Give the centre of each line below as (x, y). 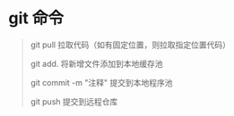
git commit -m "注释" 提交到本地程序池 (101, 82)
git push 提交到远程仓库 (74, 101)
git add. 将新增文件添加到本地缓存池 (96, 63)
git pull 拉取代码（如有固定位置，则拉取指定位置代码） (130, 45)
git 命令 (36, 18)
